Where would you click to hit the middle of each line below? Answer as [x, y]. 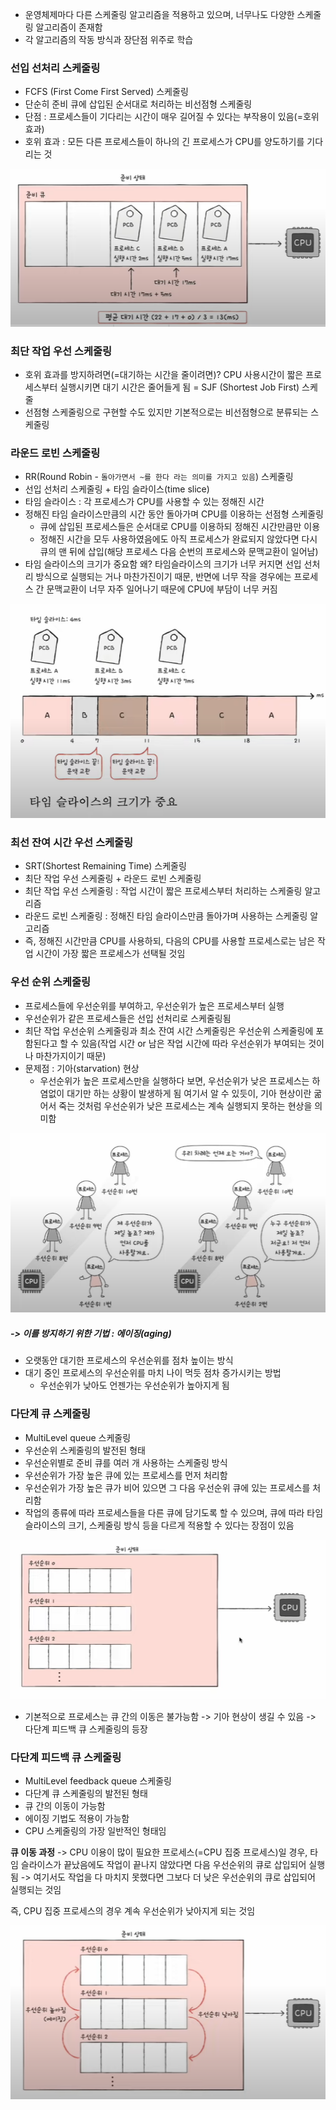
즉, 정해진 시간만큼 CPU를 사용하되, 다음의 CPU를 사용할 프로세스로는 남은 [170, 941]
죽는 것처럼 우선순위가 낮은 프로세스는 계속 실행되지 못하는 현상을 [185, 1105]
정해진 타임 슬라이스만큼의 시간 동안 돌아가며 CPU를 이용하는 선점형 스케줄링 [174, 514]
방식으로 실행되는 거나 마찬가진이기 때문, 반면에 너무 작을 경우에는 [163, 577]
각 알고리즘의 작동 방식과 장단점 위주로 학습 [109, 39]
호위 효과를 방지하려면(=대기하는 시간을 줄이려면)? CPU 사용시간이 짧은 [164, 375]
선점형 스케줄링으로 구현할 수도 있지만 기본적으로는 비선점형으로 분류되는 [166, 412]
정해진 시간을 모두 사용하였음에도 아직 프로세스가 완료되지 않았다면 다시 [178, 539]
